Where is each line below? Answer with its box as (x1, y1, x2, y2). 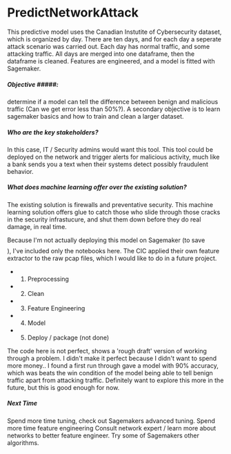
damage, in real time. (7, 222, 67, 230)
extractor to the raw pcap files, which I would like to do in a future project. (7, 254, 217, 262)
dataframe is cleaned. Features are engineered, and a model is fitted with (7, 57, 215, 65)
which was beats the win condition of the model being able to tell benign (7, 368, 214, 377)
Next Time (7, 399, 38, 408)
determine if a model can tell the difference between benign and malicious (7, 97, 219, 106)
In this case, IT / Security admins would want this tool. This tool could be (7, 145, 214, 153)
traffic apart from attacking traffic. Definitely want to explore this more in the (7, 376, 224, 384)
